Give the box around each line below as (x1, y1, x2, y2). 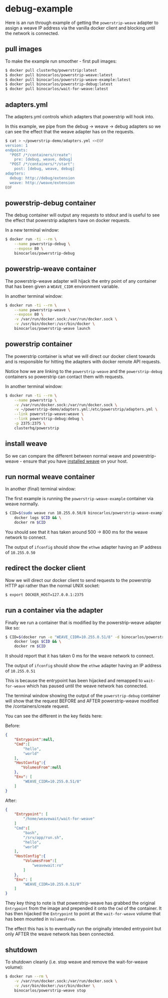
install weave (5, 440, 47, 448)
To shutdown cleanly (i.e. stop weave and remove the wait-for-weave (5, 958, 148, 965)
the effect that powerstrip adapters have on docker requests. (5, 218, 131, 224)
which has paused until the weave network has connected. (26, 683, 148, 689)
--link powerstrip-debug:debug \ (14, 417, 84, 422)
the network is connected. (5, 30, 59, 36)
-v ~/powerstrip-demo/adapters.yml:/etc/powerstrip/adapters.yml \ (14, 407, 157, 412)
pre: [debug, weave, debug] (14, 157, 72, 162)
